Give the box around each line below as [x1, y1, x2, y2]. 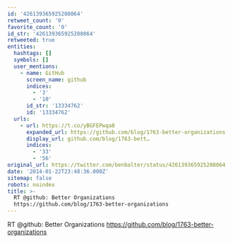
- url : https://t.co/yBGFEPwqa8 [20, 121, 115, 129]
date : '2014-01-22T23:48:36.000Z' [7, 167, 109, 175]
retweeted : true [7, 37, 55, 44]
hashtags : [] [13, 50, 52, 57]
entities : [7, 43, 37, 50]
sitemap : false [7, 174, 52, 182]
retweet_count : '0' [7, 17, 65, 24]
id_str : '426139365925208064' [7, 30, 97, 37]
